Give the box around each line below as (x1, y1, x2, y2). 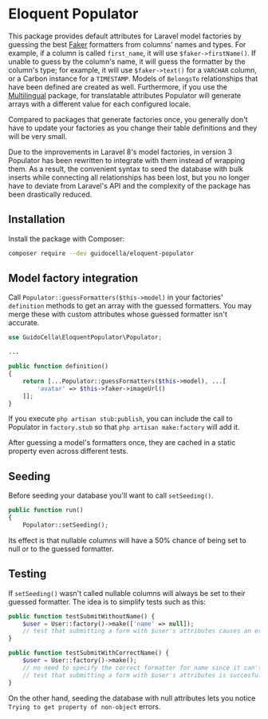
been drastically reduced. (8, 189, 93, 199)
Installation (8, 213, 65, 226)
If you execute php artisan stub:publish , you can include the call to (8, 414, 233, 423)
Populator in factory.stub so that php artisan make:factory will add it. (8, 423, 241, 432)
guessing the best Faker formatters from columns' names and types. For (8, 39, 246, 49)
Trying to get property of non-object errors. (8, 701, 161, 711)
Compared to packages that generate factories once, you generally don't (8, 114, 249, 124)
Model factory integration (8, 272, 139, 285)
